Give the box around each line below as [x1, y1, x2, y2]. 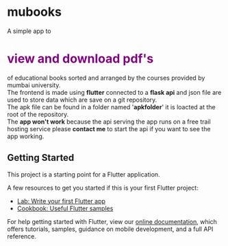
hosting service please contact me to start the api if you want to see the [7, 124, 211, 133]
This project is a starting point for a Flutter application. [7, 170, 160, 179]
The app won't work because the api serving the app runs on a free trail [7, 118, 211, 126]
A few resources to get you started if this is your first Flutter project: [7, 183, 199, 192]
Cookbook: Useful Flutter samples [16, 204, 114, 212]
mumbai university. [7, 80, 61, 89]
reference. [7, 232, 36, 241]
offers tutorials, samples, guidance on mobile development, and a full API [7, 225, 214, 233]
